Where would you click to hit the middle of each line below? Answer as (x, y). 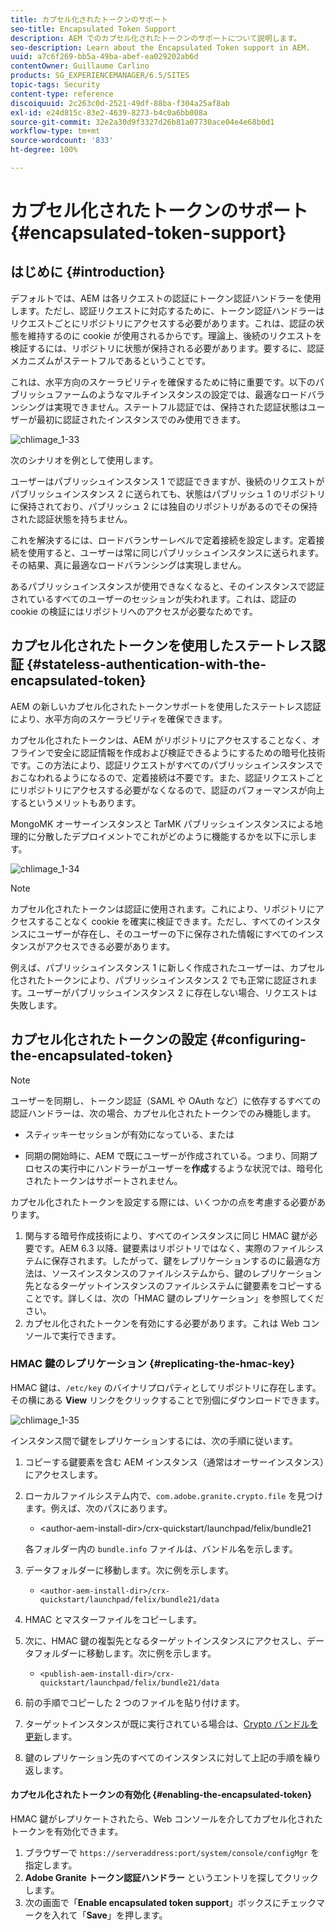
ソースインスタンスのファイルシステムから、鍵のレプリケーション (186, 1273)
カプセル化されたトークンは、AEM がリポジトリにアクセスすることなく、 (161, 740)
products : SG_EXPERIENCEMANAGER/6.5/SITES (100, 76)
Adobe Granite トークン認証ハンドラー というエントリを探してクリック (171, 1877)
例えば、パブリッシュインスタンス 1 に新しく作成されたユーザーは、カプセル (167, 967)
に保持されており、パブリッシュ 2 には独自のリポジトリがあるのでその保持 (164, 506)
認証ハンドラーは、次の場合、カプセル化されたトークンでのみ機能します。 (163, 1113)
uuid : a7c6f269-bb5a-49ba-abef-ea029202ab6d (104, 57)
